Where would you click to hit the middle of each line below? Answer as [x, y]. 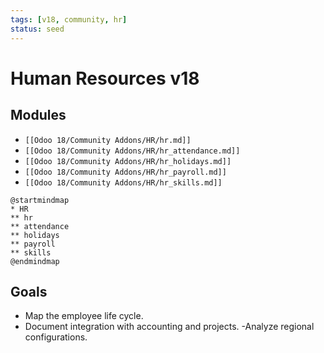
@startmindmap [40, 200]
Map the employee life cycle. [84, 316]
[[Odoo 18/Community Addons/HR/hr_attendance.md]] [132, 151]
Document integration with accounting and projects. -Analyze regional [169, 327]
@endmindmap [35, 261]
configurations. [56, 337]
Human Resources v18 [105, 78]
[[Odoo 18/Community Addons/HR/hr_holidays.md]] [128, 161]
